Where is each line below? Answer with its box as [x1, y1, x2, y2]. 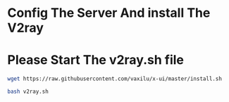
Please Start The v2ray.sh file [7, 52, 185, 68]
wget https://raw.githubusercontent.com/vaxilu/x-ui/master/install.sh [7, 75, 222, 82]
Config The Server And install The [7, 5, 211, 21]
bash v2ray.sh [7, 88, 49, 95]
